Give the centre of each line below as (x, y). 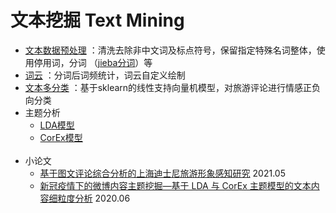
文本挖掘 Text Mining (97, 20)
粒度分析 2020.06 (94, 198)
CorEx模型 (61, 137)
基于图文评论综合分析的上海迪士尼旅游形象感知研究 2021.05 (162, 173)
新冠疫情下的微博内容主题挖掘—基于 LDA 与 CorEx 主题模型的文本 (175, 185)
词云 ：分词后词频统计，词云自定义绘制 (105, 75)
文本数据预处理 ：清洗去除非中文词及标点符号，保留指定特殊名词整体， (170, 50)
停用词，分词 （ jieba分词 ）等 (93, 62)
